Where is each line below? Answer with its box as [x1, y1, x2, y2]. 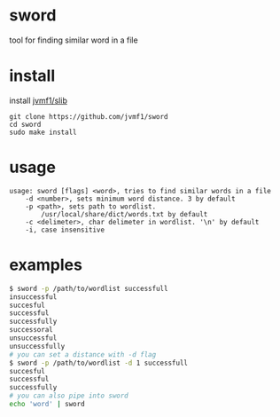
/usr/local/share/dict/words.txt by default [41, 209, 208, 218]
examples [9, 255, 82, 275]
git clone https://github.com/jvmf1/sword [9, 112, 168, 121]
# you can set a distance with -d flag [9, 350, 157, 359]
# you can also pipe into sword [9, 391, 128, 400]
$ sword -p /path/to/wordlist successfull [9, 284, 168, 293]
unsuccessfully [9, 342, 66, 350]
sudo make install [9, 128, 77, 137]
